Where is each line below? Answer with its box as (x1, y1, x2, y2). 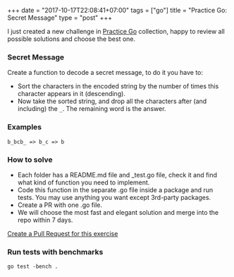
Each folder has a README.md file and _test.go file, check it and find (17, 170, 217, 179)
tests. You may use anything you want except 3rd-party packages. (17, 193, 211, 201)
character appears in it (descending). (17, 90, 125, 98)
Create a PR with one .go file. (17, 201, 102, 209)
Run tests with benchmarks (7, 247, 104, 257)
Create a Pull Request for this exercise (7, 229, 118, 237)
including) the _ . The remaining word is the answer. (17, 105, 166, 113)
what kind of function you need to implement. (17, 178, 150, 187)
